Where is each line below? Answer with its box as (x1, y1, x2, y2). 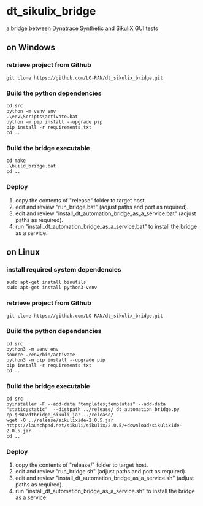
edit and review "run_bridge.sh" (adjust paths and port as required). (15, 468, 187, 475)
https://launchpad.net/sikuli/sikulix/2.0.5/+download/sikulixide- (6, 423, 183, 429)
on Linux (6, 247, 40, 257)
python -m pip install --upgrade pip (6, 118, 103, 125)
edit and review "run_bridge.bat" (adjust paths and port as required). (15, 203, 189, 210)
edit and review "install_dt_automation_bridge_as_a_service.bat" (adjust (15, 210, 196, 217)
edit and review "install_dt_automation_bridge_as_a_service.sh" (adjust (15, 474, 194, 482)
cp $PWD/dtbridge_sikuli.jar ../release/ (6, 412, 114, 418)
